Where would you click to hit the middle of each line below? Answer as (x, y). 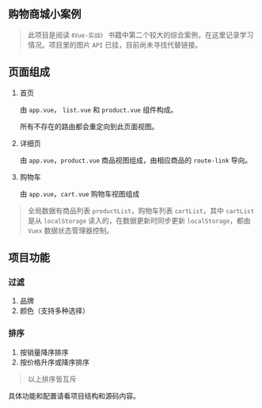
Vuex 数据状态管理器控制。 (70, 230)
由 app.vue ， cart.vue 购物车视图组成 (80, 193)
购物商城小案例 (45, 14)
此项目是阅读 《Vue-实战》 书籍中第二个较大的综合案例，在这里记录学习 (140, 35)
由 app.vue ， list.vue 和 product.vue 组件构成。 (99, 109)
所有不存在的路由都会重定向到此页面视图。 (89, 126)
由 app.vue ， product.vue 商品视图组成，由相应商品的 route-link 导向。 (136, 160)
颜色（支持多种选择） (54, 311)
